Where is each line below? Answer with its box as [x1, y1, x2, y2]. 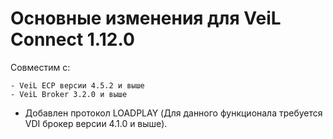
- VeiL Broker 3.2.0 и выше [10, 89, 128, 99]
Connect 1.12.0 [10, 28, 135, 51]
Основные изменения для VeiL [10, 7, 282, 30]
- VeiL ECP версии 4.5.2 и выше [10, 80, 145, 91]
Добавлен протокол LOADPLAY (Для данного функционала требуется [24, 107, 323, 119]
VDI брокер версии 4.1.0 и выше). [24, 117, 168, 129]
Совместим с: [10, 61, 71, 73]
